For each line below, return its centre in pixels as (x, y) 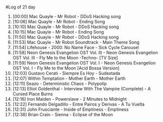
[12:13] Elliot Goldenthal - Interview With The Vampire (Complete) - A (81, 89)
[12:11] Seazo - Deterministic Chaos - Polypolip (60, 84)
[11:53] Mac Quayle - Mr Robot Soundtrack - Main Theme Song (76, 42)
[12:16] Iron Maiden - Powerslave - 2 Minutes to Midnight (70, 99)
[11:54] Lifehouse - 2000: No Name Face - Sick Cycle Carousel (76, 47)
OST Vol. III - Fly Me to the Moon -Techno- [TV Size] (65, 58)
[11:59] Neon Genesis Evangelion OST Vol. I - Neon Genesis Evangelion (84, 63)
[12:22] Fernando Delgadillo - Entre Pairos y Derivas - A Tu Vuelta (79, 104)
